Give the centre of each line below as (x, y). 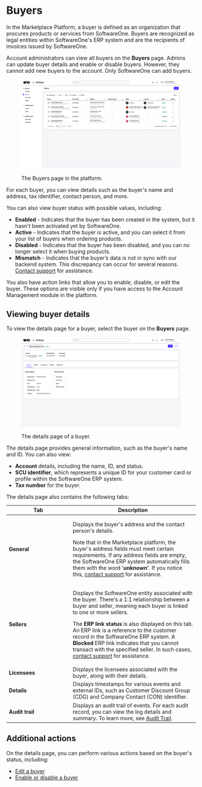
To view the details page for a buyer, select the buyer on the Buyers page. (98, 329)
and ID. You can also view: (39, 454)
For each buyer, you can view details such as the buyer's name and (90, 190)
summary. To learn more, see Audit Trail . (123, 718)
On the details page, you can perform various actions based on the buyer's (99, 753)
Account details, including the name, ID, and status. (79, 466)
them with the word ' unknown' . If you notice (128, 568)
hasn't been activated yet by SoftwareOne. (68, 226)
